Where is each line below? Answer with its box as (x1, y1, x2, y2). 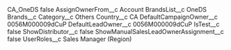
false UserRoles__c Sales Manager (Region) (7, 35, 132, 43)
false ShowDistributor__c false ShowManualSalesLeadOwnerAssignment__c (7, 28, 224, 35)
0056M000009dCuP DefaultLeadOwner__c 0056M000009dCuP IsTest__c (7, 20, 220, 28)
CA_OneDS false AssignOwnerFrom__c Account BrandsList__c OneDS (7, 6, 207, 13)
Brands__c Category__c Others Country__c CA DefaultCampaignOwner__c (7, 12, 218, 21)
